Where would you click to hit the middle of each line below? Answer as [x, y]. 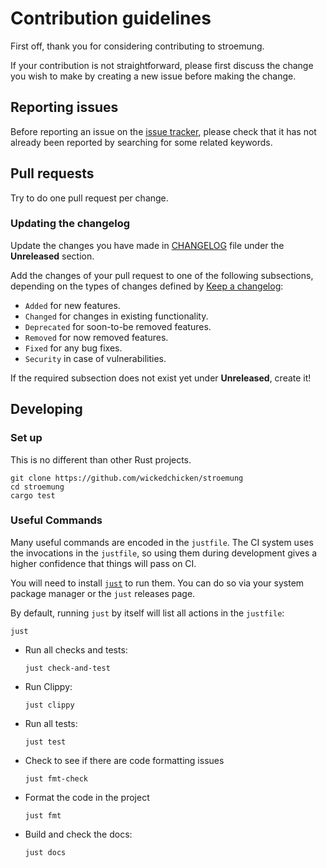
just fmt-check [56, 778]
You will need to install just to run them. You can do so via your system [157, 583]
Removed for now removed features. [96, 337]
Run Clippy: [48, 686]
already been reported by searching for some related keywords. [141, 142]
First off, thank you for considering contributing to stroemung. [137, 46]
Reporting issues [64, 107]
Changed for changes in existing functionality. [116, 316]
